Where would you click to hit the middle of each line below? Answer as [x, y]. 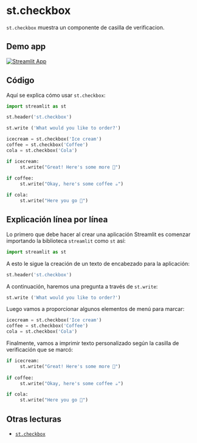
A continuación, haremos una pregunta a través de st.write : [82, 286]
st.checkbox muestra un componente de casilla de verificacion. [85, 27]
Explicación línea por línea [57, 220]
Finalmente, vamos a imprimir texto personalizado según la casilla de [93, 343]
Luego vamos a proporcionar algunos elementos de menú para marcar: [95, 309]
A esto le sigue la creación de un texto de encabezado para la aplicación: [98, 263]
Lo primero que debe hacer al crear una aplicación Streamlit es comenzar [98, 234]
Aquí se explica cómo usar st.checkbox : [56, 95]
